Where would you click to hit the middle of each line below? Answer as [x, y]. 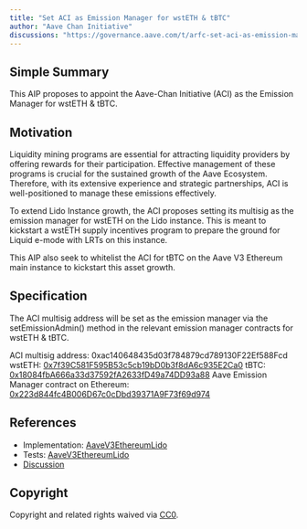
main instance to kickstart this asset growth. [93, 267]
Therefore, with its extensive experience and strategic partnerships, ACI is [149, 183]
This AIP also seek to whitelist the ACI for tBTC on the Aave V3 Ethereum [146, 258]
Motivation [41, 132]
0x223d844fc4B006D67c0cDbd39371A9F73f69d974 [110, 394]
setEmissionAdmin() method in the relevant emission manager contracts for [152, 328]
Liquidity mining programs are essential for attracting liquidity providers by [150, 154]
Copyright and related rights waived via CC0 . [94, 515]
